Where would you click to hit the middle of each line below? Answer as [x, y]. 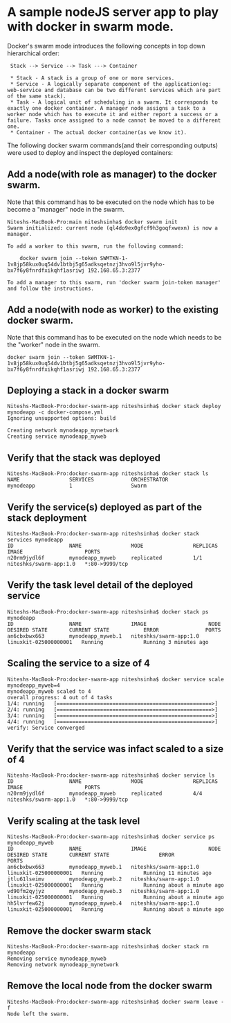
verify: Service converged [46, 728]
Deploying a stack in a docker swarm [88, 390]
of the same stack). [37, 96]
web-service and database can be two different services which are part [114, 90]
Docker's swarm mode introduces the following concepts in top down [106, 46]
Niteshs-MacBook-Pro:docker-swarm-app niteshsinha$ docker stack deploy [114, 406]
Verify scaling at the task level [74, 821]
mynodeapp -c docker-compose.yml [55, 412]
